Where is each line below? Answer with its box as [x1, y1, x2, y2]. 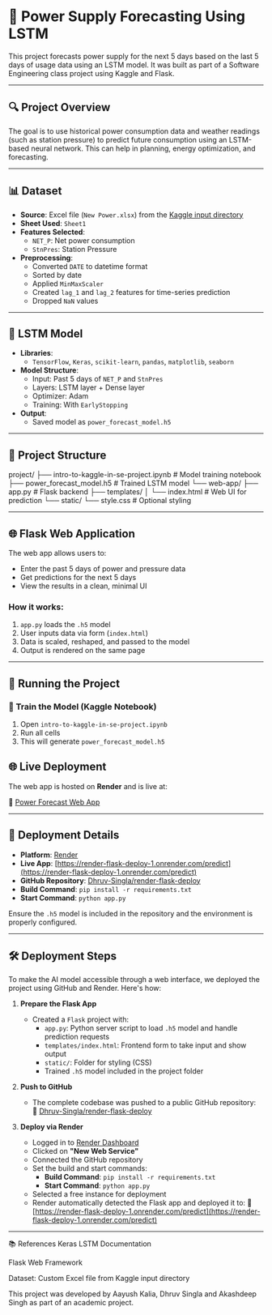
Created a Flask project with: [32, 1014, 130, 1024]
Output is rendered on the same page [19, 646, 146, 655]
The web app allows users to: [8, 549, 107, 557]
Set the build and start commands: [32, 1163, 147, 1173]
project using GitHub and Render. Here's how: [8, 984, 162, 993]
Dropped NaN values [32, 296, 99, 305]
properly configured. [8, 917, 78, 927]
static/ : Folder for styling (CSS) [44, 1057, 152, 1068]
